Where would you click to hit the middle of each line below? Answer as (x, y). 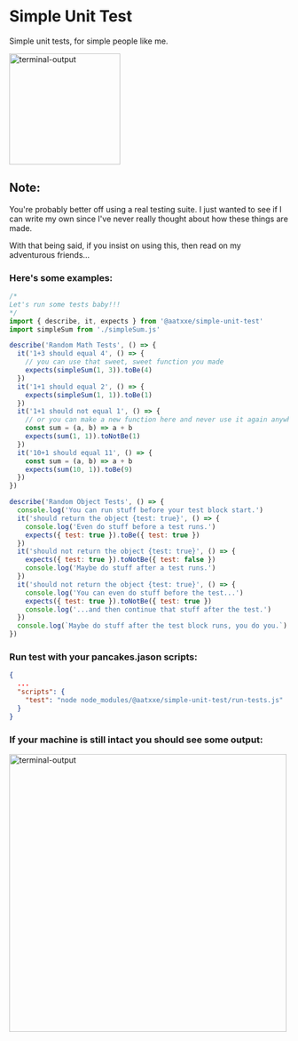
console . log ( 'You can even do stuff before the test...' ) (134, 593)
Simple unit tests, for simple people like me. (89, 41)
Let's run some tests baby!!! (65, 304)
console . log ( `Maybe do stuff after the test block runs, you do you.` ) (153, 626)
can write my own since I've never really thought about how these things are (149, 219)
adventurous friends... (50, 254)
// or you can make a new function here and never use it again (146, 420)
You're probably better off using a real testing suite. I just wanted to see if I (145, 209)
